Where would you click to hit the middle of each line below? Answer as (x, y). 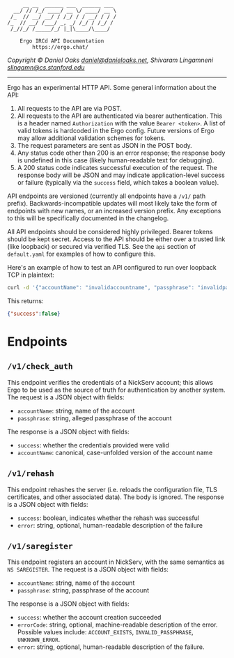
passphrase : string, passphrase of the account (83, 590)
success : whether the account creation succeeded (89, 618)
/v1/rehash (31, 474)
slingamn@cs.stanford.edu (46, 67)
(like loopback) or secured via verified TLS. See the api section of (102, 246)
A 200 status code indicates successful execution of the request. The (117, 168)
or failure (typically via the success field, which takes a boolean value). (118, 182)
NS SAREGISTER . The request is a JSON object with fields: (88, 569)
